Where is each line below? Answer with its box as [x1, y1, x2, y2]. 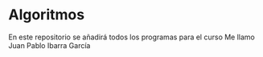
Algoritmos [8, 6, 85, 24]
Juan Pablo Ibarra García [8, 40, 91, 50]
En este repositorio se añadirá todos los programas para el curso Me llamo [8, 32, 256, 42]
